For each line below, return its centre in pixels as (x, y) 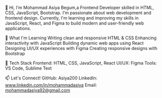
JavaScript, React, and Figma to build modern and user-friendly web (75, 23)
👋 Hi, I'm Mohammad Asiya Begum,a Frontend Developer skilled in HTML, (80, 8)
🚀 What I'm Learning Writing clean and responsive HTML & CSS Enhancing (81, 38)
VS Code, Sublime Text (29, 68)
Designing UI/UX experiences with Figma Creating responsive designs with (81, 48)
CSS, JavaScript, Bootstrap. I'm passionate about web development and (78, 13)
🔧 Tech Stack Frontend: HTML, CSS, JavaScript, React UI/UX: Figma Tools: (81, 63)
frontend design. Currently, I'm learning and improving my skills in (72, 18)
